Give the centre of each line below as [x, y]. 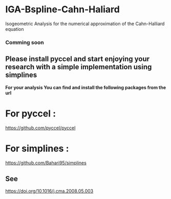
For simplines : [37, 148]
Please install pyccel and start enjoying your [78, 59]
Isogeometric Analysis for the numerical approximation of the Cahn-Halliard [85, 24]
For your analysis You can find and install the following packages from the [86, 87]
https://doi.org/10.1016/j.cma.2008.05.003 [49, 191]
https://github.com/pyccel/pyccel [40, 128]
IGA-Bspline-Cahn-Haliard [63, 9]
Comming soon [25, 42]
